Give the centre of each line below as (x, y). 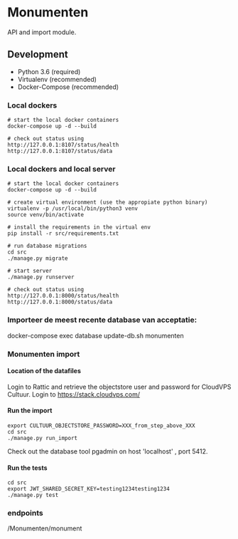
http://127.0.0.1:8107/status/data (60, 151)
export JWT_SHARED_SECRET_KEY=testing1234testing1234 (89, 489)
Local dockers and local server (61, 169)
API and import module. (42, 32)
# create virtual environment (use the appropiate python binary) (108, 203)
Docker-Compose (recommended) (68, 87)
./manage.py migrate (38, 258)
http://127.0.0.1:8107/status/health (63, 145)
